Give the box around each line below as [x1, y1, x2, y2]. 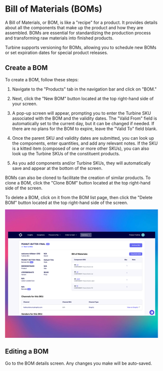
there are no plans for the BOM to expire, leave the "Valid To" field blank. [12, 126, 158, 131]
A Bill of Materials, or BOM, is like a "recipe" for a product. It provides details [5, 19, 158, 25]
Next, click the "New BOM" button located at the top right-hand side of [12, 95, 154, 101]
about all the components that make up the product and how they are [5, 24, 144, 30]
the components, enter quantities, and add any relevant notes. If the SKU [12, 140, 158, 146]
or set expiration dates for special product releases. [5, 50, 108, 56]
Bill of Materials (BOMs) [5, 3, 103, 15]
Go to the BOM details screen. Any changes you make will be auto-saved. [5, 360, 152, 366]
